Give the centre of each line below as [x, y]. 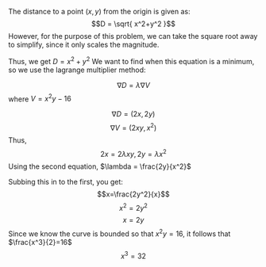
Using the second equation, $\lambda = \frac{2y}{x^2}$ [100, 166]
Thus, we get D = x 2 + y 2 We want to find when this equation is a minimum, [131, 61]
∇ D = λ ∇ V [133, 85]
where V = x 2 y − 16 [40, 98]
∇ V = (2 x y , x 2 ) [133, 127]
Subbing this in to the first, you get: [66, 181]
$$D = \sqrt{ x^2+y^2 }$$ [133, 24]
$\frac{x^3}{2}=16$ [40, 242]
